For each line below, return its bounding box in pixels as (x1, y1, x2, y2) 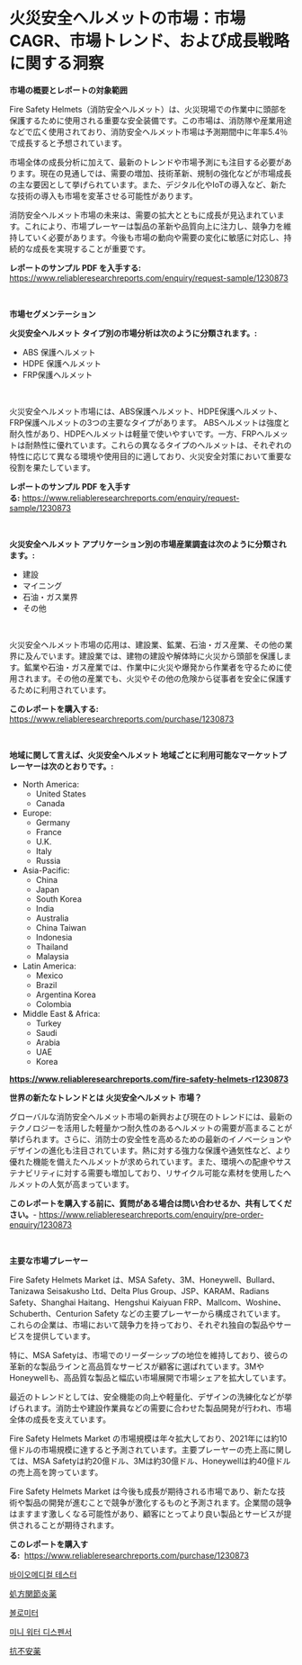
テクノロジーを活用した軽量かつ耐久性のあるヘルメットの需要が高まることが (9, 1122, 293, 1133)
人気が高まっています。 (48, 1178, 135, 1189)
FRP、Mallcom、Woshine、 (183, 1297, 286, 1308)
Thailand (35, 941, 69, 952)
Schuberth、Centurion (9, 1308, 93, 1318)
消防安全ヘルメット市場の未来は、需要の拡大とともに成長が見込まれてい (9, 209, 277, 220)
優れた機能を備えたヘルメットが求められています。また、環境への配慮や (9, 1156, 277, 1166)
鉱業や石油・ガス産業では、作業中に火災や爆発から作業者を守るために (23, 661, 285, 672)
